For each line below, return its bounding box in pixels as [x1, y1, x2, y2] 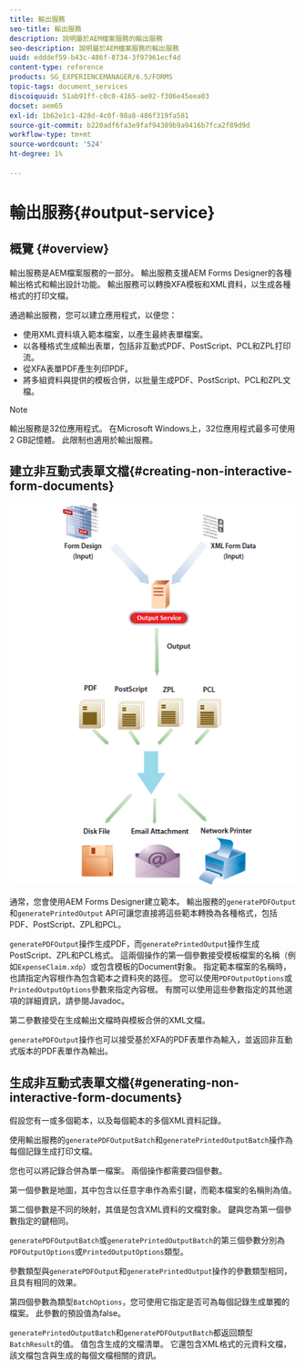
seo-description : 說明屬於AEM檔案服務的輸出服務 [9, 44, 179, 53]
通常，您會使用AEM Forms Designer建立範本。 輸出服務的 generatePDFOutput [9, 897, 296, 907]
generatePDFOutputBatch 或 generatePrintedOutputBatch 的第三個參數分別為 [9, 1235, 285, 1246]
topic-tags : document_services [9, 82, 128, 91]
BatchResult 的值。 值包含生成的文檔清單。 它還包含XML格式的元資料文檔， [9, 1339, 291, 1350]
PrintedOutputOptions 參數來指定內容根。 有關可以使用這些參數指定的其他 [9, 984, 285, 995]
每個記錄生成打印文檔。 [9, 1146, 97, 1157]
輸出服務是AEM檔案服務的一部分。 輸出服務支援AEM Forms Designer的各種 [9, 267, 292, 278]
